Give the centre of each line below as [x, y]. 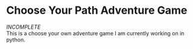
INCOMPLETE [24, 27]
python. [16, 39]
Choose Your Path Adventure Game [97, 10]
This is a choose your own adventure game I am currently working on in [95, 33]
